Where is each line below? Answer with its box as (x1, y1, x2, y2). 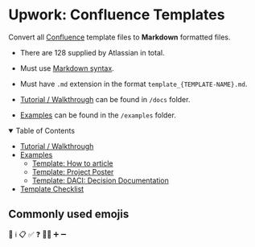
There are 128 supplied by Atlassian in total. (19, 47, 165, 57)
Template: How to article (31, 158, 113, 168)
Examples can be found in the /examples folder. (19, 110, 177, 120)
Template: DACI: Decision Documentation (31, 175, 169, 185)
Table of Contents (15, 126, 75, 135)
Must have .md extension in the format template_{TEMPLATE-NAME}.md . (19, 79, 248, 89)
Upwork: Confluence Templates (8, 6, 225, 24)
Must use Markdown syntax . (19, 63, 114, 73)
